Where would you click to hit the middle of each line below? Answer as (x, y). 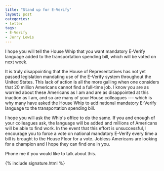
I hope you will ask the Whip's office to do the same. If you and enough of (80, 118)
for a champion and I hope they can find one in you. (58, 144)
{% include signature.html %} (35, 163)
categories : (17, 19)
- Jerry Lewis (20, 38)
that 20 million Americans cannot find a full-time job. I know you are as (77, 87)
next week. (16, 62)
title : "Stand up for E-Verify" (38, 10)
